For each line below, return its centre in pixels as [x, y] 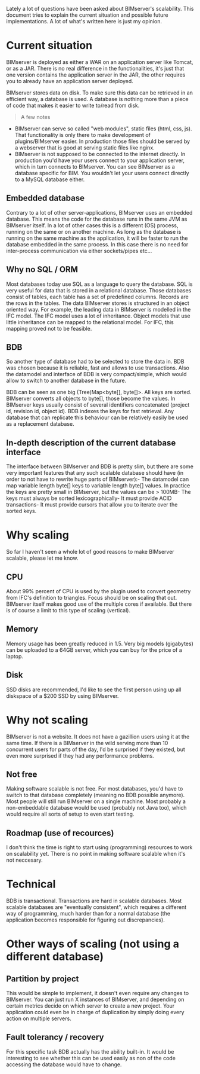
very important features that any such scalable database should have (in [95, 473]
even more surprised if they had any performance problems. [80, 755]
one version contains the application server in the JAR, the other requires [96, 75]
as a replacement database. [40, 424]
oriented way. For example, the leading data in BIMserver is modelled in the [99, 309]
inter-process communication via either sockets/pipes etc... [79, 251]
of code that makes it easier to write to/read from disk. [73, 105]
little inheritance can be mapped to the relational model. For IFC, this [90, 322]
